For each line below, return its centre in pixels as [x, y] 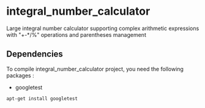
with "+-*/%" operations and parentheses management [76, 34]
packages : [20, 75]
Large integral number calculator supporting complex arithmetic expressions [103, 28]
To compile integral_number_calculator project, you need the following [95, 69]
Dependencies [35, 54]
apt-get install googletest [42, 98]
